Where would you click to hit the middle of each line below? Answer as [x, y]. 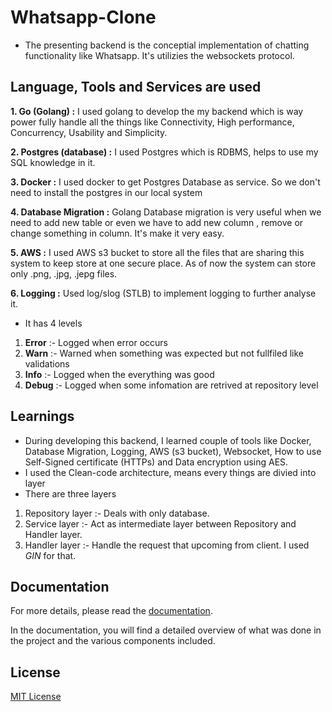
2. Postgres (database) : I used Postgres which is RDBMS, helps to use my [164, 152]
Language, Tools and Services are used [136, 87]
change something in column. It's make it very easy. [117, 233]
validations [47, 363]
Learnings [42, 416]
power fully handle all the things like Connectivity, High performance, [152, 122]
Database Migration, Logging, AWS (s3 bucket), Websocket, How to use [173, 451]
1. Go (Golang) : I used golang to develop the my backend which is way [157, 111]
